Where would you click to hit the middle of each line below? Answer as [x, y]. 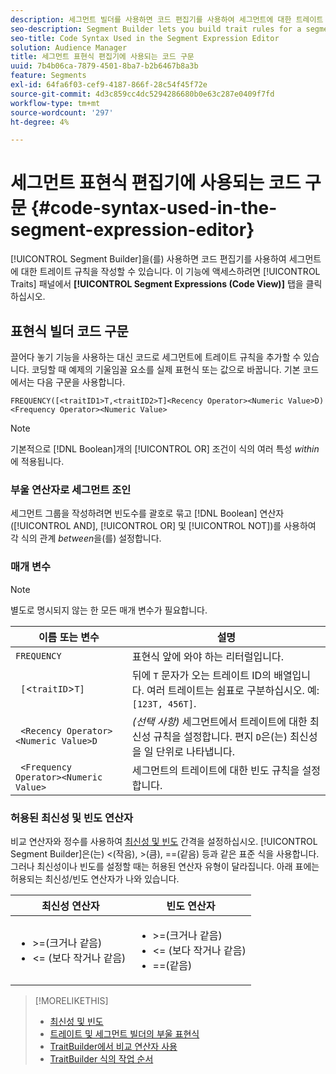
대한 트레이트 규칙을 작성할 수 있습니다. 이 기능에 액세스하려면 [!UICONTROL [170, 272]
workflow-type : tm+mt [55, 103]
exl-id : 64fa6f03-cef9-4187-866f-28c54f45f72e [109, 85]
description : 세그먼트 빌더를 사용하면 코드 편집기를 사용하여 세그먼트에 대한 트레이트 [167, 19]
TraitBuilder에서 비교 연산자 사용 [113, 1046]
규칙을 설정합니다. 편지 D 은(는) [220, 736]
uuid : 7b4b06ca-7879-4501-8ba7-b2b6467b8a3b [104, 66]
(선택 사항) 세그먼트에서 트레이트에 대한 [219, 721]
